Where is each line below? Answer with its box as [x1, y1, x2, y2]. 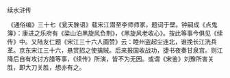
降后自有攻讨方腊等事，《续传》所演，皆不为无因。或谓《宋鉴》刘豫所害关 [7, 55, 214, 63]
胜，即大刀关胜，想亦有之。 [7, 64, 86, 71]
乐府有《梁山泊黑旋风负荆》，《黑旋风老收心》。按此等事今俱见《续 [40, 29, 223, 37]
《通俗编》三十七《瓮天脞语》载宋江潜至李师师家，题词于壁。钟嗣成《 [8, 21, 206, 29]
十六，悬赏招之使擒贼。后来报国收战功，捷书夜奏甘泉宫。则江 [49, 47, 223, 54]
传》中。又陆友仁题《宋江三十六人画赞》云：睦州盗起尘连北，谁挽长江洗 [7, 38, 211, 46]
